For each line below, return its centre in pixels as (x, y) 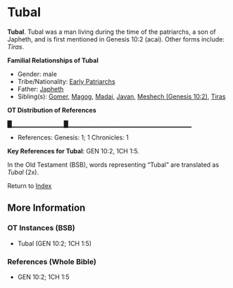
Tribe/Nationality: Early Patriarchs (66, 81)
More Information (46, 208)
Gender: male (37, 74)
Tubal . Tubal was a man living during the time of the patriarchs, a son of (112, 32)
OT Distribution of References (52, 110)
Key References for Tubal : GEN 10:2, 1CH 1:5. (73, 151)
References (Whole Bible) (52, 261)
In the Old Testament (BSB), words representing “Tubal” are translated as (113, 164)
